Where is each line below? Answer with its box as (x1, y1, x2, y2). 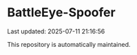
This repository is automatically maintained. (7, 40, 131, 48)
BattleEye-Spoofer (7, 5, 116, 20)
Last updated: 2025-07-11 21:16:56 (7, 27, 105, 35)
